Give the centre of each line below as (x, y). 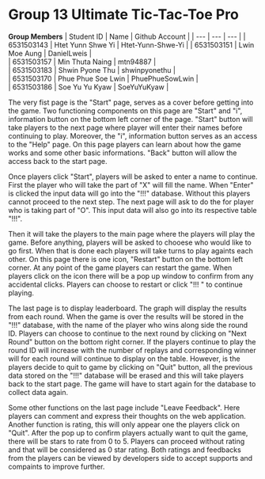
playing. (21, 293)
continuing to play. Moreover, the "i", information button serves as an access (133, 135)
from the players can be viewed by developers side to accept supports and (131, 458)
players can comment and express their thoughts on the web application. (127, 416)
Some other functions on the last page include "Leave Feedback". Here (124, 407)
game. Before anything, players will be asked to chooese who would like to (130, 242)
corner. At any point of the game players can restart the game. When (120, 268)
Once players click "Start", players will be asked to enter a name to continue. (133, 177)
